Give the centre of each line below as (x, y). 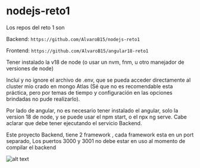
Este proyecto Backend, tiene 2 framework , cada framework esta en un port (100, 135)
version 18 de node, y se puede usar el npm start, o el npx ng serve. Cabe (97, 117)
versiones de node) (30, 68)
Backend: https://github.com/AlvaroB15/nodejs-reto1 (73, 39)
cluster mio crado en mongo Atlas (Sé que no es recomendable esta (90, 86)
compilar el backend (31, 147)
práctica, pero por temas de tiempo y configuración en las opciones (89, 92)
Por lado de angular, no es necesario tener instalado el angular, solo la (92, 110)
